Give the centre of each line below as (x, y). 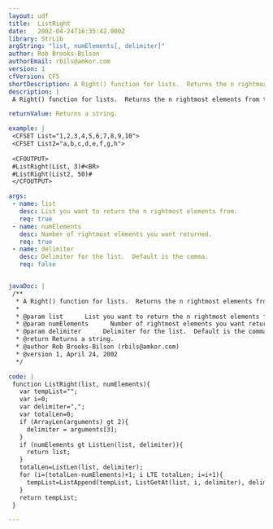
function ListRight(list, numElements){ (81, 384)
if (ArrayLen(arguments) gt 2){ (74, 422)
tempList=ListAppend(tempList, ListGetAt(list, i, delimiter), (136, 482)
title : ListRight (39, 24)
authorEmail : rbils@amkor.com (60, 62)
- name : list (34, 204)
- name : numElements (47, 226)
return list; (48, 452)
